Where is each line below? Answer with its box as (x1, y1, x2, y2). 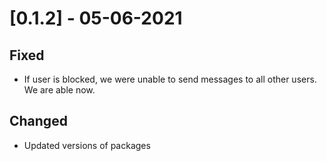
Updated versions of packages (23, 139, 151, 151)
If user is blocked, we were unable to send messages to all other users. (23, 73, 317, 85)
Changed (9, 113, 68, 130)
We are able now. (23, 84, 96, 96)
